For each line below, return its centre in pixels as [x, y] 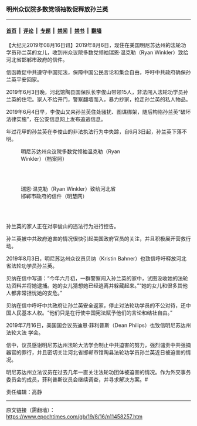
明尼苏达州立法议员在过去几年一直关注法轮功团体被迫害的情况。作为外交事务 [98, 372]
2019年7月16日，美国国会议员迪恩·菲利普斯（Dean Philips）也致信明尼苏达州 [98, 325]
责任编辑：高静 [24, 392]
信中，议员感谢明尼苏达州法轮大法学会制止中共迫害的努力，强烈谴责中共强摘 [98, 345]
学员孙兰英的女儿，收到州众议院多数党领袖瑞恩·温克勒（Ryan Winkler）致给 [97, 52]
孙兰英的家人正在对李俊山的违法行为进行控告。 [62, 226]
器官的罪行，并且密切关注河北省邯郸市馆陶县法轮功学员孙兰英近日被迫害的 [96, 352]
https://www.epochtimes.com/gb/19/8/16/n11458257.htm [74, 416]
